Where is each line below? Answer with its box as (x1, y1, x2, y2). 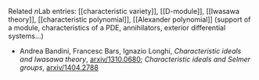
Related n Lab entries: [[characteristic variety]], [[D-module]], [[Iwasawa (8, 7, 240, 16)
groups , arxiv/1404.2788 (19, 63, 99, 72)
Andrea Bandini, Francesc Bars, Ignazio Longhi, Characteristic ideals (19, 47, 242, 55)
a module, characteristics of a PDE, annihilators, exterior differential (8, 23, 226, 32)
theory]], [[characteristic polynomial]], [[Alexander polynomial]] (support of (8, 15, 251, 24)
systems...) (8, 31, 45, 40)
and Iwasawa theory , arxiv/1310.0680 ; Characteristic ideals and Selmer (19, 54, 251, 64)
